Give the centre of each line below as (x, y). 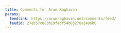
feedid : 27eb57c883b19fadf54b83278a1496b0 (53, 23)
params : (13, 14)
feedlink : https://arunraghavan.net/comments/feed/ (63, 18)
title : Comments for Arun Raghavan (41, 9)
